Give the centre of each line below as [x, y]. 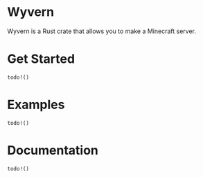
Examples [36, 105]
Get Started [41, 59]
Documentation [53, 150]
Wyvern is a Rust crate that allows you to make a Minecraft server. [101, 31]
